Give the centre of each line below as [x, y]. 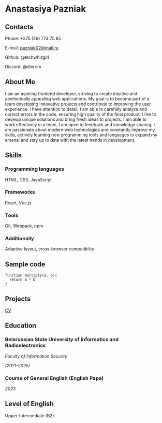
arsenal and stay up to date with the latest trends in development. [70, 140]
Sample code [25, 264]
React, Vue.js [18, 203]
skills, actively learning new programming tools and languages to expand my [81, 135]
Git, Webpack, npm [24, 226]
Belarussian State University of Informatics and [62, 340]
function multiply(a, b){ [31, 276]
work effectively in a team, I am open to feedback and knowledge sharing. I [80, 124]
